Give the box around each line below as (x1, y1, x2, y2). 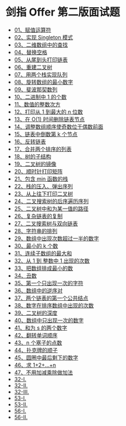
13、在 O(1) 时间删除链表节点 (14, 116, 85, 123)
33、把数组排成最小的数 (14, 265, 74, 272)
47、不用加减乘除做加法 (14, 369, 73, 376)
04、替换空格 (14, 48, 48, 55)
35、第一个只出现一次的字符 (14, 279, 84, 287)
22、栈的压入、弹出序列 (14, 182, 73, 189)
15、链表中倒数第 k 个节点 (14, 130, 78, 138)
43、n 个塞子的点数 (14, 339, 62, 346)
